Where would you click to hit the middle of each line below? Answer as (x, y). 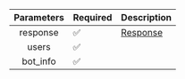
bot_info (39, 61)
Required (92, 17)
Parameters (39, 17)
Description (146, 17)
